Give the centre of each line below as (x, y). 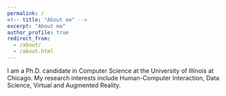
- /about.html (33, 52)
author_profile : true (38, 32)
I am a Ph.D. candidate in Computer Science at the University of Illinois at (111, 70)
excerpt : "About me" (37, 26)
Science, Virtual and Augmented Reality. (64, 85)
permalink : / (26, 13)
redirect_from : (29, 39)
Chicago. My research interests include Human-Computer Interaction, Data (113, 78)
